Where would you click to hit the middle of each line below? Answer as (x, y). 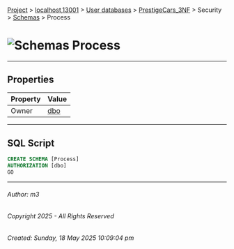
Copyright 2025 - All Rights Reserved (61, 216)
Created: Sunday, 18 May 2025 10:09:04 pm (71, 238)
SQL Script (31, 143)
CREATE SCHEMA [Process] (43, 159)
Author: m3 (23, 195)
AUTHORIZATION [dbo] (37, 166)
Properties (31, 79)
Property (26, 99)
